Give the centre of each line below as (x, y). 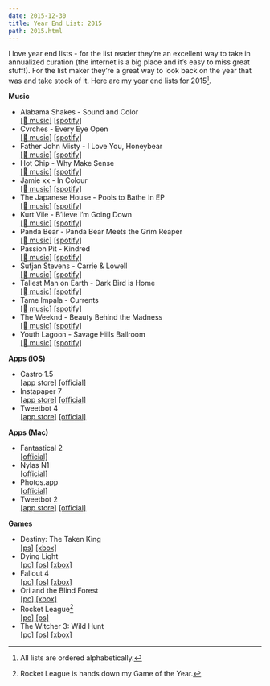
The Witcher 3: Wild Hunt (62, 626)
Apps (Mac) (29, 432)
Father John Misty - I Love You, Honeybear (91, 147)
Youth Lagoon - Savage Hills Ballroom (83, 334)
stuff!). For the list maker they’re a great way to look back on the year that (130, 71)
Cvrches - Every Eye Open (64, 129)
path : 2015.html (35, 31)
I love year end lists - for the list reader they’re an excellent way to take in (129, 54)
